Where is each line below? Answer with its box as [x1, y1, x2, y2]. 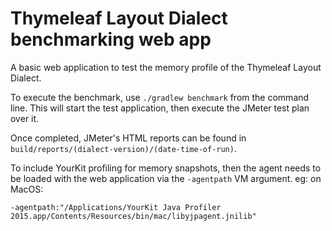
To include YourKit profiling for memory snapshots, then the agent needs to [10, 162, 322, 174]
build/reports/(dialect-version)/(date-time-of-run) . [10, 142, 237, 154]
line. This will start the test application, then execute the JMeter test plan [10, 102, 310, 114]
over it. [10, 112, 40, 124]
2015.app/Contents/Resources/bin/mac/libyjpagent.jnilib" [10, 211, 257, 221]
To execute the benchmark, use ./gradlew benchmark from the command [10, 91, 310, 103]
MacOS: [10, 183, 44, 195]
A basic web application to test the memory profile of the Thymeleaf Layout [10, 61, 322, 73]
